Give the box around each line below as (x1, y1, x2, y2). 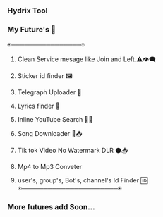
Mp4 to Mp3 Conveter (17, 163, 83, 171)
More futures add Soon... (7, 202, 95, 212)
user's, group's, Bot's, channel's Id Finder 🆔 (17, 176, 148, 185)
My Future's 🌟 (7, 24, 56, 34)
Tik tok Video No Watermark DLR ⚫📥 (17, 147, 128, 155)
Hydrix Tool (7, 6, 48, 15)
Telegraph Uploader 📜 (17, 88, 82, 97)
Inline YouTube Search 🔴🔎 (17, 116, 93, 124)
